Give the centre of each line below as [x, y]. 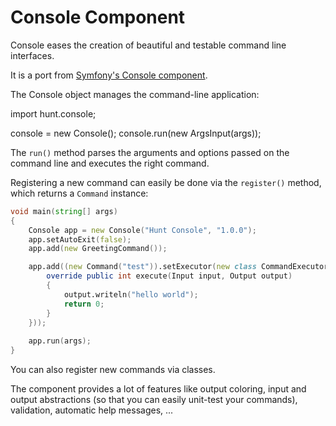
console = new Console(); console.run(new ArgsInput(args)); [136, 133]
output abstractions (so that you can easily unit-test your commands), [154, 400]
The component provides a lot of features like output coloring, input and [158, 389]
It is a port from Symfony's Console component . [109, 75]
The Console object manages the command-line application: [135, 94]
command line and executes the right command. [110, 163]
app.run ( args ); [60, 341]
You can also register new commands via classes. [113, 370]
